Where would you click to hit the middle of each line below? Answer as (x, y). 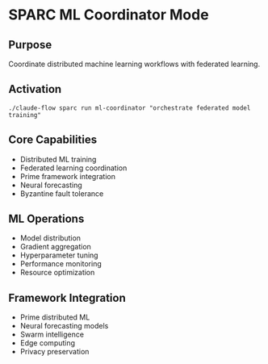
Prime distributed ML (55, 317)
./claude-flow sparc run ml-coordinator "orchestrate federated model (130, 108)
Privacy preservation (54, 352)
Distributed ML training (58, 159)
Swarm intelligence (52, 335)
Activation (35, 89)
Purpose (30, 45)
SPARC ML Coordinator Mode (109, 15)
